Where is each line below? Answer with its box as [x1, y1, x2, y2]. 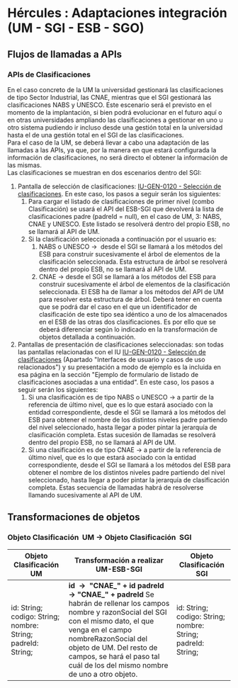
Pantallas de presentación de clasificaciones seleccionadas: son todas [17, 340, 225, 349]
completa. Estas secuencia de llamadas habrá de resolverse [28, 483, 204, 492]
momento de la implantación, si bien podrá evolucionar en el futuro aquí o [7, 108, 222, 116]
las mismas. [7, 161, 42, 169]
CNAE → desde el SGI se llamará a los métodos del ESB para [38, 272, 216, 281]
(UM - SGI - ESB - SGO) [7, 20, 144, 36]
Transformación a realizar [74, 555, 164, 565]
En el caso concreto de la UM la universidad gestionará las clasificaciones [7, 85, 224, 94]
